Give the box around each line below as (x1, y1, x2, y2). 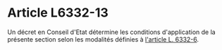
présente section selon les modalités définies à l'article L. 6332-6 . (7, 35, 199, 43)
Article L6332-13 (7, 5, 109, 21)
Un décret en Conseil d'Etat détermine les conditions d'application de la (7, 28, 216, 36)
